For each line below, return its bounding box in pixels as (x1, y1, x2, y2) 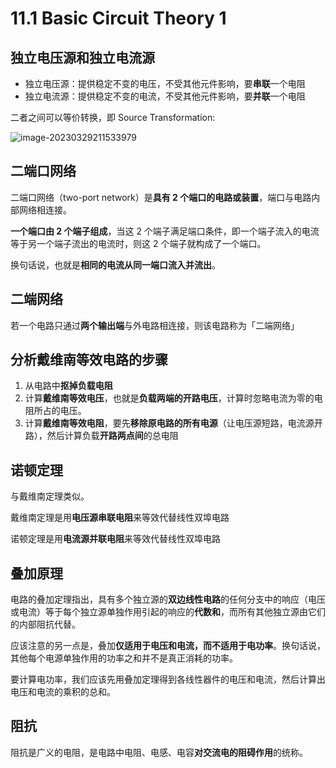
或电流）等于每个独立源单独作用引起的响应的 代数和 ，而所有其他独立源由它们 (10, 606, 326, 618)
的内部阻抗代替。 (10, 618, 81, 631)
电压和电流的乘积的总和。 (10, 686, 116, 698)
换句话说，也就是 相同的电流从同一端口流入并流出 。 (10, 258, 221, 271)
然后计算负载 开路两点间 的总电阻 (46, 430, 179, 442)
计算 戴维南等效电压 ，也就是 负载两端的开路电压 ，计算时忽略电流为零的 (24, 392, 315, 404)
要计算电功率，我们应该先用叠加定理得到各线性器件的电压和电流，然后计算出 (10, 673, 326, 686)
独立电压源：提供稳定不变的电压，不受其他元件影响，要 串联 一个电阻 (24, 78, 306, 89)
